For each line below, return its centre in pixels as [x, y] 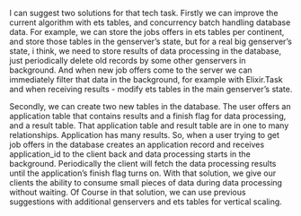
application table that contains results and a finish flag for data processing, [148, 116]
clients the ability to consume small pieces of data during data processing [146, 182]
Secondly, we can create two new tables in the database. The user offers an [150, 106]
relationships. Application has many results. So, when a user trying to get [145, 135]
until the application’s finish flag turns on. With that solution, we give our [143, 173]
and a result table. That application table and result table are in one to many [149, 125]
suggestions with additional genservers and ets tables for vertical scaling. [146, 202]
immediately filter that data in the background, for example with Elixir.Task [146, 79]
